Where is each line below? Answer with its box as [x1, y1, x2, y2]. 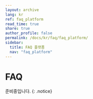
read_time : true [5, 21, 39, 27]
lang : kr [5, 12, 23, 17]
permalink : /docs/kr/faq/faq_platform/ [5, 36, 88, 41]
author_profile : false [5, 31, 52, 36]
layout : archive [5, 7, 39, 13]
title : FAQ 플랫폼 [9, 45, 45, 50]
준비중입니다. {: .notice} [5, 88, 52, 94]
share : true [5, 26, 30, 31]
